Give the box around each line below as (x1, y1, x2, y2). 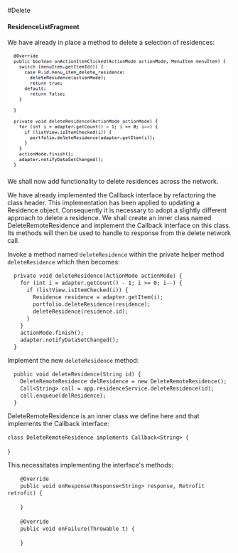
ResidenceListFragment (7, 22, 80, 31)
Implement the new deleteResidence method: (7, 356, 139, 365)
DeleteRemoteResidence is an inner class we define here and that (7, 412, 200, 420)
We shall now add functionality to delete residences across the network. (7, 177, 219, 186)
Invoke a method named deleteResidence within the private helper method (7, 250, 225, 259)
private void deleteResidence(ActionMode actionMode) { (13, 272, 183, 280)
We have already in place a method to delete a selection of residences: (7, 38, 215, 47)
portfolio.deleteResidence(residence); (33, 301, 151, 309)
